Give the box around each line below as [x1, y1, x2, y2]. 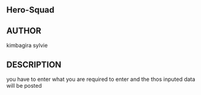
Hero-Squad [6, 5, 55, 15]
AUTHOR [6, 26, 42, 36]
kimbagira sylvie [6, 42, 48, 49]
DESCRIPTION [6, 59, 61, 69]
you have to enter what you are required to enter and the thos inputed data [6, 76, 195, 83]
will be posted [6, 82, 42, 90]
